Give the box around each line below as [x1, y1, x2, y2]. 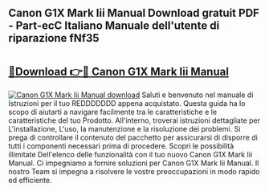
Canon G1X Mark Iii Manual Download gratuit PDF [8, 6, 259, 20]
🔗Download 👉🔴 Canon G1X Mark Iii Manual [8, 64, 229, 79]
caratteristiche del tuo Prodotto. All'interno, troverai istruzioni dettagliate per [8, 116, 261, 125]
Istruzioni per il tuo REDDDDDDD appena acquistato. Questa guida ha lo [8, 99, 246, 108]
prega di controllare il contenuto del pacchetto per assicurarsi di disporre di [8, 132, 259, 142]
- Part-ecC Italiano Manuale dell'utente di [8, 19, 220, 33]
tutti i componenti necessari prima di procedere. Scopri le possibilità [8, 141, 234, 151]
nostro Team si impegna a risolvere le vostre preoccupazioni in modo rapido [8, 167, 260, 176]
